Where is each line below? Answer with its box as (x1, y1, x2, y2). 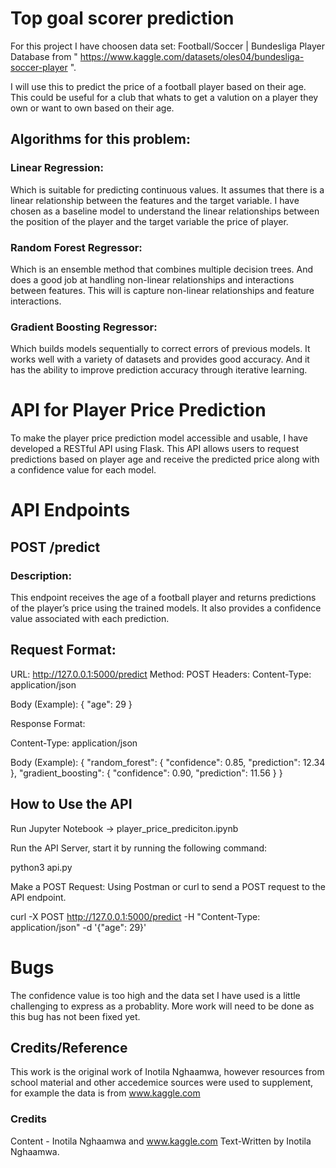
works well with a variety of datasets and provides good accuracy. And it (10, 353, 310, 366)
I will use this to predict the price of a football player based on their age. (10, 80, 307, 92)
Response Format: (10, 717, 86, 729)
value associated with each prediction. (10, 613, 170, 625)
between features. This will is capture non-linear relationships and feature (10, 284, 315, 296)
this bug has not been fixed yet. (10, 1010, 141, 1022)
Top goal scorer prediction (10, 7, 235, 30)
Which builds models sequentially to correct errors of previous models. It (10, 343, 311, 355)
